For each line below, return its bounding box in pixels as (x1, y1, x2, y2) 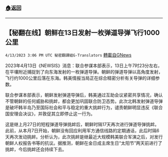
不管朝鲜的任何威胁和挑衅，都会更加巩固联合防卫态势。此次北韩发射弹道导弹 (5, 98, 163, 104)
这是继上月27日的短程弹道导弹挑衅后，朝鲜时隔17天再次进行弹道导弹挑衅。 (5, 121, 159, 127)
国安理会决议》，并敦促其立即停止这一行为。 (5, 111, 95, 117)
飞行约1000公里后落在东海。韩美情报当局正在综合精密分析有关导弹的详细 (5, 75, 156, 81)
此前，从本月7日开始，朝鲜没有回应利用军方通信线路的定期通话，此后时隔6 (5, 127, 159, 133)
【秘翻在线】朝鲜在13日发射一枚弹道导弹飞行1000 (5, 28, 160, 37)
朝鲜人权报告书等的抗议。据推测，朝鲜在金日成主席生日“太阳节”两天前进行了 (5, 140, 162, 146)
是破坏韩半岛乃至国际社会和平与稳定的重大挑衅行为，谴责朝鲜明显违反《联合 (5, 104, 163, 110)
